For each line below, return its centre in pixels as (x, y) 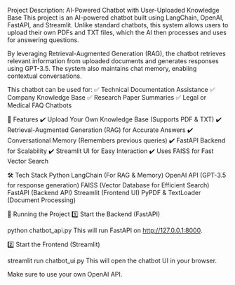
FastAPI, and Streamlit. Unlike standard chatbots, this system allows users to (118, 25)
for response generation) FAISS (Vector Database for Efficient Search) (108, 185)
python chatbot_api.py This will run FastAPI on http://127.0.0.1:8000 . (105, 230)
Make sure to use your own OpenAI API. (65, 274)
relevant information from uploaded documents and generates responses (113, 61)
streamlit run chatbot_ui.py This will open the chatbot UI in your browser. (112, 260)
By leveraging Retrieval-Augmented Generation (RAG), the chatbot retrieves (116, 53)
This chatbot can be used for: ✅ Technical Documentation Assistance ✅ (111, 90)
